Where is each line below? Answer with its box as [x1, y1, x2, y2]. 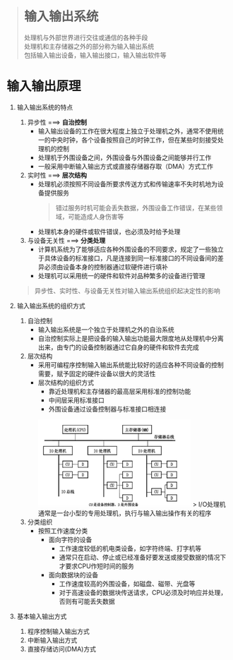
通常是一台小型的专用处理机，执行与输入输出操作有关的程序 [37, 509, 212, 517]
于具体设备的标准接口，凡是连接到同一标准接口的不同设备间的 [37, 253, 218, 262]
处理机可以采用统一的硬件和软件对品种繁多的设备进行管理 [37, 271, 205, 280]
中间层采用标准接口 [48, 395, 105, 404]
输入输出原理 [6, 78, 82, 95]
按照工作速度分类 [37, 527, 88, 535]
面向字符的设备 [48, 536, 92, 544]
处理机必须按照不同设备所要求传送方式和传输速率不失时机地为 [37, 179, 218, 188]
